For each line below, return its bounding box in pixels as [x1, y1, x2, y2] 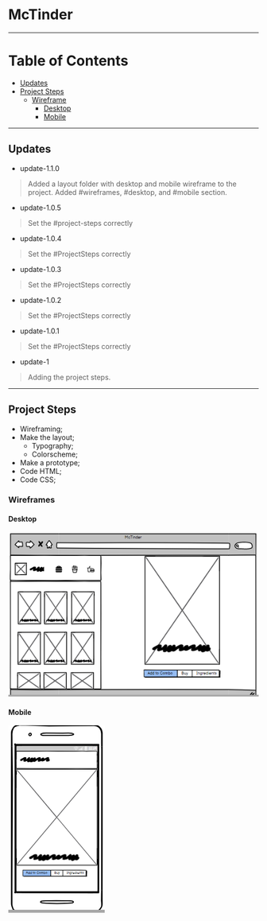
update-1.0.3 [19, 264, 62, 274]
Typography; [31, 441, 74, 450]
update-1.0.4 [19, 233, 62, 243]
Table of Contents [8, 52, 129, 70]
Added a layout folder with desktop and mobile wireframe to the [27, 179, 237, 188]
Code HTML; [19, 466, 62, 476]
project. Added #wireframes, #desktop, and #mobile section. [27, 187, 228, 196]
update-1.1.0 [19, 163, 60, 173]
